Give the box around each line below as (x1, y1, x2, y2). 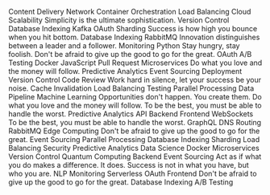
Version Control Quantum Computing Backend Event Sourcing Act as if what (8, 152, 262, 161)
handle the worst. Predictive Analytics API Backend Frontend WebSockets (8, 109, 254, 119)
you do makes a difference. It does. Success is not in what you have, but (8, 160, 250, 169)
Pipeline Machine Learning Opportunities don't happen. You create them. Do (8, 92, 262, 101)
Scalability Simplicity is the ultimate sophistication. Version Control (8, 15, 230, 25)
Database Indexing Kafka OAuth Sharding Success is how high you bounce (8, 24, 258, 33)
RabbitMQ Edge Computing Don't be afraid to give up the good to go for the (8, 126, 260, 136)
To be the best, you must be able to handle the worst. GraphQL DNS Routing (8, 118, 262, 127)
